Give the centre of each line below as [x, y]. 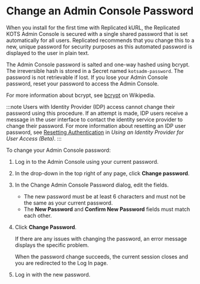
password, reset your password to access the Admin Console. [83, 83]
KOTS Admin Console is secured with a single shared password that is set [97, 33]
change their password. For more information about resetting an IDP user [96, 126]
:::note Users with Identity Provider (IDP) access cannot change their [91, 106]
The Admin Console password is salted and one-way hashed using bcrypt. [98, 65]
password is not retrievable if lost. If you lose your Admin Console [87, 77]
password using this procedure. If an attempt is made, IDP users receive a [97, 113]
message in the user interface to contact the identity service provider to [95, 119]
